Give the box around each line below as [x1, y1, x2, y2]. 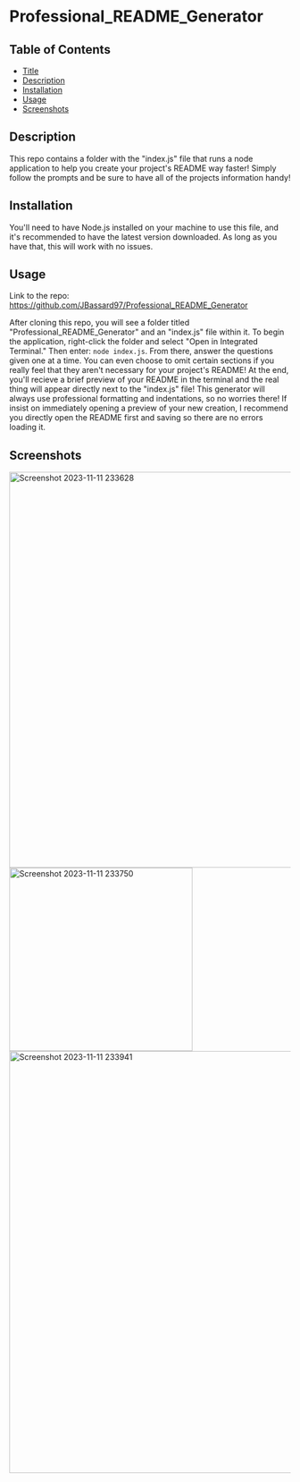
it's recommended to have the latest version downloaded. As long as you [9, 231, 278, 242]
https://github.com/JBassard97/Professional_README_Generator [9, 300, 248, 310]
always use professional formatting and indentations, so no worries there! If [9, 394, 287, 404]
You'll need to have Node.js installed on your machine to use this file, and [9, 222, 279, 233]
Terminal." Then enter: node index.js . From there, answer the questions [9, 346, 274, 357]
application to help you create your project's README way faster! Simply [9, 163, 277, 174]
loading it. [9, 422, 46, 433]
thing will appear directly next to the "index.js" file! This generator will [9, 384, 265, 394]
